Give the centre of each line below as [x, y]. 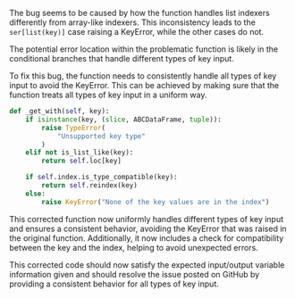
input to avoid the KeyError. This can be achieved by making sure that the [144, 85]
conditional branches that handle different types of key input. [122, 58]
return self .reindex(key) [90, 186]
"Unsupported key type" [101, 136]
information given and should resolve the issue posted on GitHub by [135, 274]
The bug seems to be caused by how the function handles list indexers [139, 13]
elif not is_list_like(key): [80, 153]
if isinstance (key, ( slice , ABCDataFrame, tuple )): [123, 120]
